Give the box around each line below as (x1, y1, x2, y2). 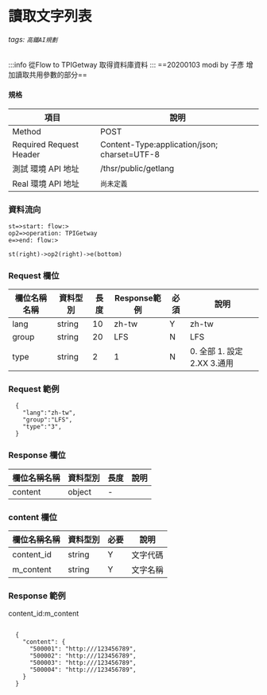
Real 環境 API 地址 (12, 178, 79, 189)
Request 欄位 (8, 270, 60, 281)
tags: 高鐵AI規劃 (8, 34, 58, 44)
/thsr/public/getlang (100, 162, 175, 173)
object (68, 486, 91, 497)
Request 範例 (8, 383, 60, 394)
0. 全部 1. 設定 (189, 346, 244, 357)
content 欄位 (8, 511, 58, 522)
